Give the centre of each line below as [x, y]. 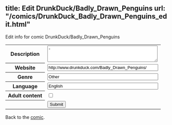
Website [25, 68]
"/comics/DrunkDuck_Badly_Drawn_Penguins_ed [86, 17]
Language [25, 87]
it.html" [18, 24]
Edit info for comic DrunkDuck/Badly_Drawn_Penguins [63, 37]
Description [25, 54]
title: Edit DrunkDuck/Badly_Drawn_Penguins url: [85, 8]
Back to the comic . [25, 117]
